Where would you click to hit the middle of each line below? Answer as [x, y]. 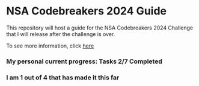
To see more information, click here [50, 46]
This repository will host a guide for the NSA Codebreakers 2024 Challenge [100, 28]
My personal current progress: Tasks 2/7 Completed [84, 61]
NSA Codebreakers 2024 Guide [87, 11]
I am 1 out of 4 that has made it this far [63, 78]
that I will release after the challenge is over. [61, 34]
